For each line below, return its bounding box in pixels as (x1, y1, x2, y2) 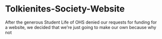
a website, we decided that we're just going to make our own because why (5, 24, 157, 30)
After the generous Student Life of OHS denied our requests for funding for (5, 19, 157, 25)
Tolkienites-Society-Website (5, 3, 125, 14)
